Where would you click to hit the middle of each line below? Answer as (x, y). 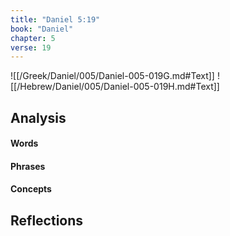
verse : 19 (31, 47)
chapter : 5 (33, 38)
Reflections (47, 220)
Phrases (28, 166)
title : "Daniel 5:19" (55, 19)
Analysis (38, 117)
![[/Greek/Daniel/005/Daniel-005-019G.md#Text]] (112, 76)
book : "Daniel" (42, 29)
